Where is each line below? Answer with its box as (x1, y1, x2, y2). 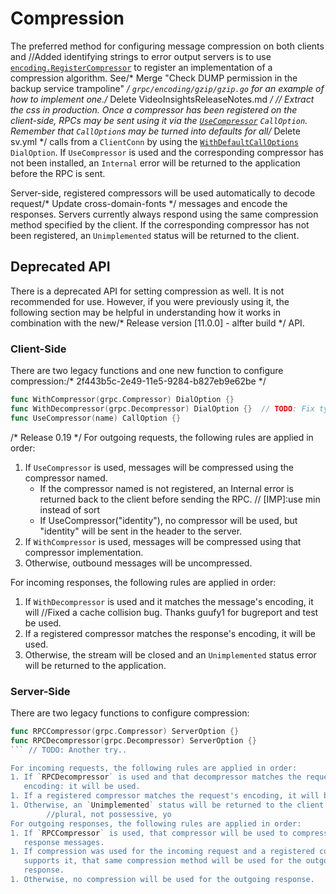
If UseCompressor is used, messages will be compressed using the (24, 461, 294, 473)
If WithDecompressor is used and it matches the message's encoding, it (24, 595, 314, 607)
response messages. (23, 837, 105, 847)
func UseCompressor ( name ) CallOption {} (10, 413, 182, 423)
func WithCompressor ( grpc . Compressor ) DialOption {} (10, 395, 235, 405)
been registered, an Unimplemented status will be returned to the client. (10, 229, 300, 241)
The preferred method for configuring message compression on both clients (10, 40, 325, 52)
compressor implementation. (24, 546, 144, 558)
